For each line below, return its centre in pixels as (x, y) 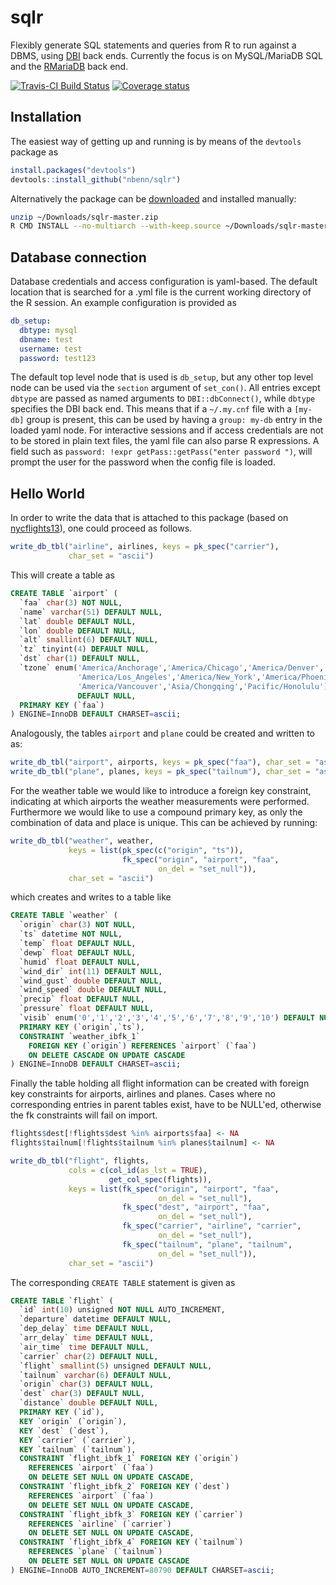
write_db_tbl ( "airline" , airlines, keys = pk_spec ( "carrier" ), (145, 547)
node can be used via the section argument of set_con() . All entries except (165, 388)
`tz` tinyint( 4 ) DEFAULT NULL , (84, 649)
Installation (46, 117)
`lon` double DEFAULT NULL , (78, 631)
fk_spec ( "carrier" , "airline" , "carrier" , (211, 1226)
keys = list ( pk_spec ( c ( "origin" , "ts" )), (156, 850)
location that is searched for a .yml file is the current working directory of (161, 292)
